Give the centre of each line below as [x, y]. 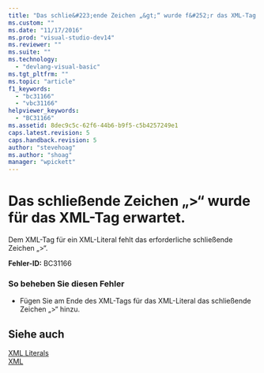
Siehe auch [36, 334]
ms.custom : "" [32, 23]
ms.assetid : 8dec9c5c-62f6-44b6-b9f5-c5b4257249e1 [93, 125]
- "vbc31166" [37, 103]
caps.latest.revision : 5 [49, 132]
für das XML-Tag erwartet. [97, 218]
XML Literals [28, 353]
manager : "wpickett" [42, 162]
